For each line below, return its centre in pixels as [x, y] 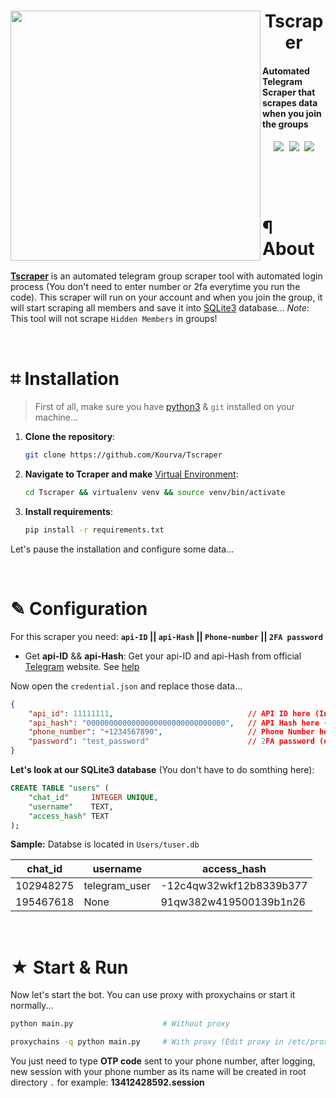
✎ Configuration [79, 609]
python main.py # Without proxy [120, 1024]
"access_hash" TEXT [69, 816]
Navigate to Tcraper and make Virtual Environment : [131, 474]
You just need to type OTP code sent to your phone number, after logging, [163, 1061]
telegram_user [117, 886]
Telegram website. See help [82, 666]
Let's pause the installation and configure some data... [122, 549]
